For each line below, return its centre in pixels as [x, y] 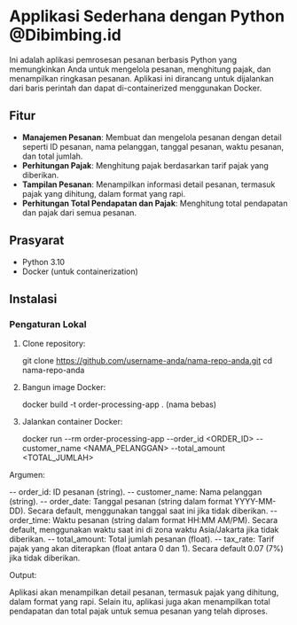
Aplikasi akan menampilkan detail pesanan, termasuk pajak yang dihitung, [144, 592]
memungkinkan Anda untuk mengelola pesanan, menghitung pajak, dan [140, 69]
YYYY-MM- [255, 502]
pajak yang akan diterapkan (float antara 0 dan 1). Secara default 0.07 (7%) [146, 549]
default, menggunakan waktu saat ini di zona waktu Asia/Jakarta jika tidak [144, 530]
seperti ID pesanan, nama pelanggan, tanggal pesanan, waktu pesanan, [153, 146]
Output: [23, 575]
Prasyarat [37, 241]
